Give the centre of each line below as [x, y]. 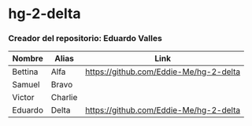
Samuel [26, 85]
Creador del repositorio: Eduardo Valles [85, 39]
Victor [23, 98]
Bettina [25, 72]
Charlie [64, 98]
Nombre [28, 58]
